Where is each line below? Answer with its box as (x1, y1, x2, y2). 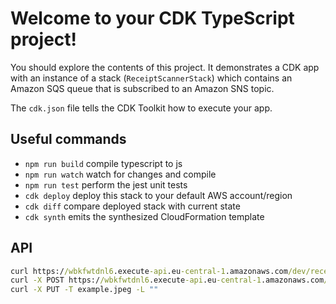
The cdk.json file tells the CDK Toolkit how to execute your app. (10, 102, 273, 114)
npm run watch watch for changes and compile (24, 168, 217, 180)
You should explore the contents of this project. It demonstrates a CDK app (10, 61, 320, 73)
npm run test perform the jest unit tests (24, 178, 188, 191)
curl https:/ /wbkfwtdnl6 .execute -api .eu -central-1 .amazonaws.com (10, 266, 288, 276)
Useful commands (10, 131, 127, 148)
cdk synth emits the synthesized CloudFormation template (24, 210, 265, 222)
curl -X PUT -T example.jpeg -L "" (10, 285, 159, 295)
